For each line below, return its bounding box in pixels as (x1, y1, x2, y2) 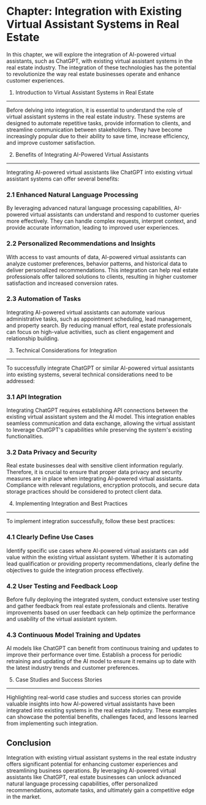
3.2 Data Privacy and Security (6, 448, 97, 457)
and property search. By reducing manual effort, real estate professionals (6, 321, 192, 329)
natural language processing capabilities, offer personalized (6, 780, 158, 787)
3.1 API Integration (6, 392, 62, 401)
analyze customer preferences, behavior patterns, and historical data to (6, 260, 188, 267)
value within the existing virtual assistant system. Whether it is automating (6, 553, 193, 561)
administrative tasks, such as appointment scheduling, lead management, (6, 315, 193, 322)
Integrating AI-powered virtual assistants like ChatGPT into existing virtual (6, 168, 193, 176)
